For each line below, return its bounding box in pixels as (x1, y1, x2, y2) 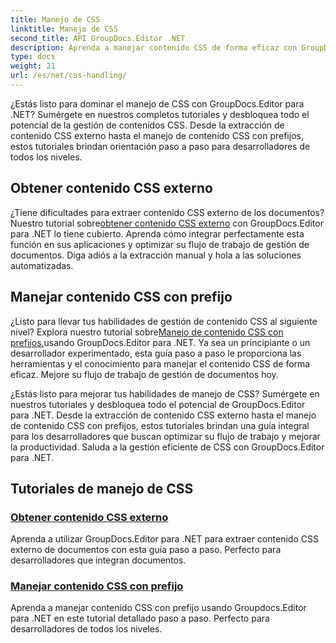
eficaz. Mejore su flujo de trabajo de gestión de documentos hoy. (10, 368, 279, 380)
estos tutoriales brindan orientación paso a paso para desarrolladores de (10, 140, 311, 152)
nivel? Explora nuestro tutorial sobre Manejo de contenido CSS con (10, 326, 284, 338)
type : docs (10, 52, 56, 62)
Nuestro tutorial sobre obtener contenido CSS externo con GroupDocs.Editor (10, 217, 324, 229)
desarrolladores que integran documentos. (10, 554, 187, 566)
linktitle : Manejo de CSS (10, 24, 118, 34)
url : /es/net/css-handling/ (10, 71, 128, 81)
